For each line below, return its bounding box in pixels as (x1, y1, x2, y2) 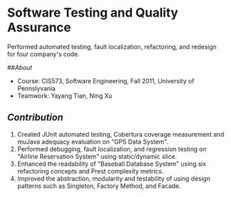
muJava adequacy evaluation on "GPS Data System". (17, 137, 169, 146)
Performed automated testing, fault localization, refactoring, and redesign (7, 42, 216, 51)
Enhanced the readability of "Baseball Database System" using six (17, 160, 206, 168)
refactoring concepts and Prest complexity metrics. (17, 166, 164, 175)
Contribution (7, 112, 64, 123)
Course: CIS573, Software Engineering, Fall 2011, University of (17, 76, 195, 85)
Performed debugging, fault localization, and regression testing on (17, 144, 207, 153)
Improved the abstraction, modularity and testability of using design (17, 174, 211, 182)
